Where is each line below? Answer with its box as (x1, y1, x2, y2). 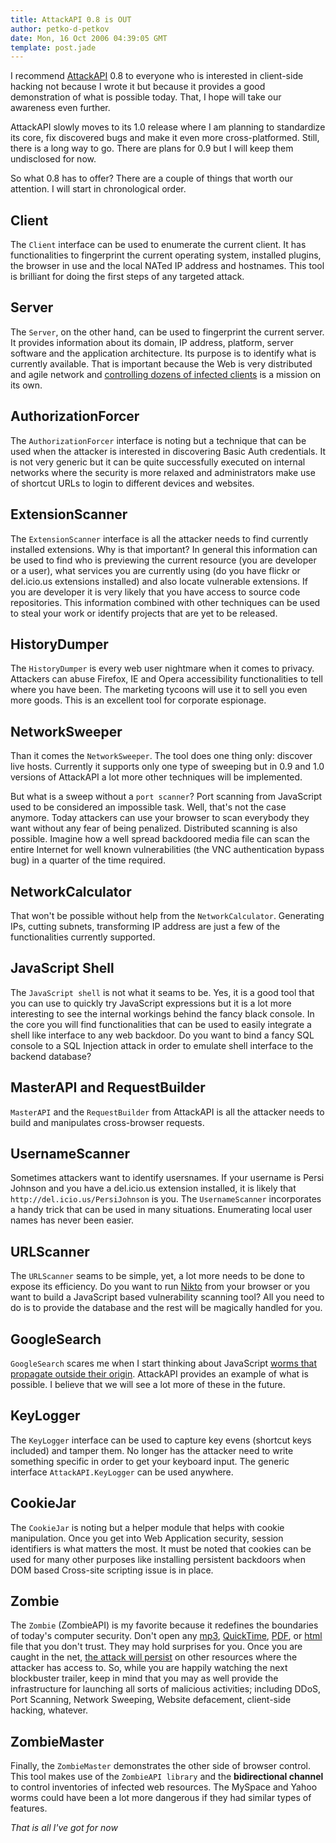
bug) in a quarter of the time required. (10, 854, 166, 866)
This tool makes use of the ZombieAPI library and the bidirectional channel (10, 1771, 324, 1783)
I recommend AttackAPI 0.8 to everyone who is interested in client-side (10, 70, 304, 82)
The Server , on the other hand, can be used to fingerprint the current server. (10, 326, 325, 338)
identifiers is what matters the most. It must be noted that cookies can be (10, 1542, 312, 1555)
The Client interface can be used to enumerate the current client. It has (10, 239, 307, 251)
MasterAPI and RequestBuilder (10, 1079, 206, 1096)
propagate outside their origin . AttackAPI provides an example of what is (10, 1368, 309, 1380)
